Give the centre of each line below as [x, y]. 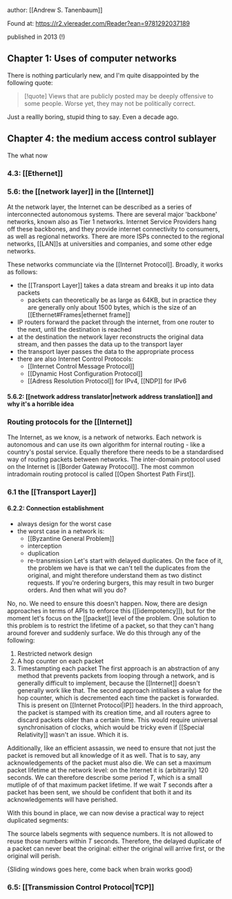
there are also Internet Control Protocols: [75, 359]
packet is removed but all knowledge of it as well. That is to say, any [104, 755]
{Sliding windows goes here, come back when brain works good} [100, 869]
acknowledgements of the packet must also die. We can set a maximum [109, 763]
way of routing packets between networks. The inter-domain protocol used [114, 459]
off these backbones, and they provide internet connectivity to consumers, [114, 229]
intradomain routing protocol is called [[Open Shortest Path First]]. [101, 474]
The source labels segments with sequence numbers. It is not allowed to [110, 833]
